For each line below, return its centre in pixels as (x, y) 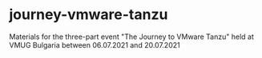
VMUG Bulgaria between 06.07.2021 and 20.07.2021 (95, 44)
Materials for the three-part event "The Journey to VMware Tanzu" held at (132, 37)
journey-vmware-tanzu (89, 15)
